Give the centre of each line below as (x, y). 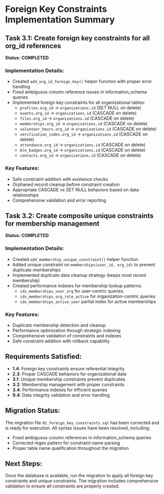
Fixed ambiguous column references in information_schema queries (82, 437)
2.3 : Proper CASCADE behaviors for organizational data (69, 374)
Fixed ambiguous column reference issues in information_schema (80, 92)
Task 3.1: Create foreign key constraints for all (78, 38)
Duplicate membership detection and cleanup (59, 325)
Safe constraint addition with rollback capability (61, 341)
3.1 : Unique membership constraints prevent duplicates (69, 379)
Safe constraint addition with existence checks (60, 179)
